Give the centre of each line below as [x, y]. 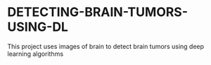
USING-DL [38, 27]
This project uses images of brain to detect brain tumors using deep [106, 46]
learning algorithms [36, 54]
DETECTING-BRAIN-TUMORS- [98, 12]
